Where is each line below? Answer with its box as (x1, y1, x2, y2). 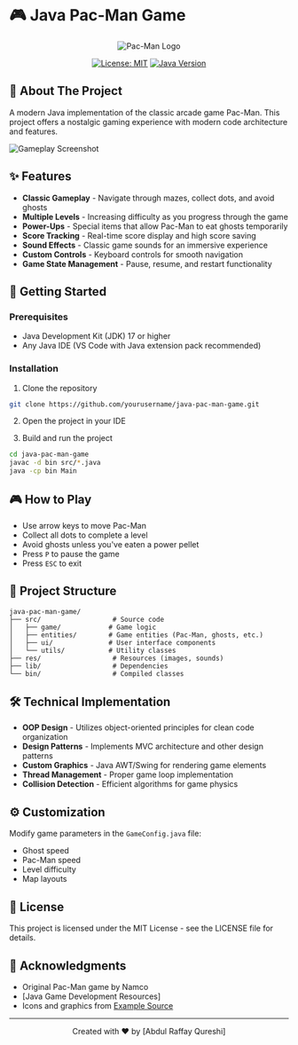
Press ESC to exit (21, 558, 82, 569)
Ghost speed (21, 845, 69, 856)
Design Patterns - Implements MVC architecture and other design (21, 741, 264, 752)
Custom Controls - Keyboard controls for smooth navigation (21, 248, 244, 260)
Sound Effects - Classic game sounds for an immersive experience (21, 240, 269, 250)
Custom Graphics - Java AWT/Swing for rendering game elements (21, 760, 267, 771)
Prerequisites (9, 310, 68, 323)
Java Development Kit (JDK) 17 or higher (21, 331, 171, 342)
